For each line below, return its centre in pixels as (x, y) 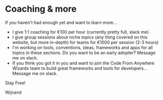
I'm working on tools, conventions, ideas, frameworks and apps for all (82, 47)
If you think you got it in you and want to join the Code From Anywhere (83, 63)
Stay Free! (15, 83)
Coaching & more (41, 9)
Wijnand (13, 92)
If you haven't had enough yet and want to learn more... (61, 22)
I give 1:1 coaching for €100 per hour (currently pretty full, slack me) (81, 32)
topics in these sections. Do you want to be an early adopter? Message (84, 53)
